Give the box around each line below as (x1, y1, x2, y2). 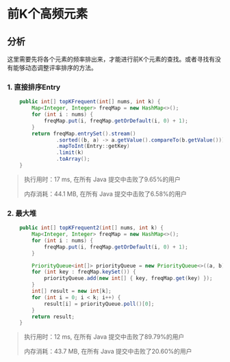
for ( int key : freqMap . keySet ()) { (31, 268, 136, 276)
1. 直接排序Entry (7, 82, 61, 92)
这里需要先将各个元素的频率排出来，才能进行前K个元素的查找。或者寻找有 (7, 55, 216, 63)
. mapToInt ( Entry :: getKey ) (55, 143, 130, 150)
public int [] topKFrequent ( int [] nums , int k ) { (19, 99, 161, 105)
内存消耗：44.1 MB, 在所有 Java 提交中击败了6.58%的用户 (23, 190, 187, 198)
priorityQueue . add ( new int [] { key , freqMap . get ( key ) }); (43, 275, 213, 282)
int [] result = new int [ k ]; (31, 288, 112, 295)
